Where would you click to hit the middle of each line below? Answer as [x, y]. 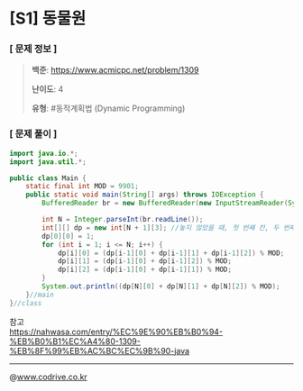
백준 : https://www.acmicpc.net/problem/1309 [115, 70]
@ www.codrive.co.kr [48, 377]
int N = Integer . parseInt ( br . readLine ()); [123, 220]
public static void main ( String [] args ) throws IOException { [145, 195]
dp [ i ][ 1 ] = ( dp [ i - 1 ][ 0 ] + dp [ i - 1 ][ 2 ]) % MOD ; [145, 261]
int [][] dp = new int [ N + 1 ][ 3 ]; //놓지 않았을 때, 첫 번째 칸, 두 [161, 227]
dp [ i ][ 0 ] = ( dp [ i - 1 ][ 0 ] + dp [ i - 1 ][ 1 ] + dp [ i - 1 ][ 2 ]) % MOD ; [171, 253]
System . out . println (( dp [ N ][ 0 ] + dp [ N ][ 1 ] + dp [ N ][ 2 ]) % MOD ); [161, 286]
